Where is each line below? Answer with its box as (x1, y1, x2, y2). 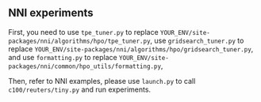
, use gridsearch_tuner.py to (150, 36, 244, 45)
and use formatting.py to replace (8, 52, 117, 62)
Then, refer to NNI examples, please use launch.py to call (8, 76, 196, 85)
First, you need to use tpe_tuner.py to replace (8, 27, 159, 36)
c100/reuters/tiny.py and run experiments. (8, 85, 152, 94)
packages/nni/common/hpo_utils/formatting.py (8, 62, 161, 70)
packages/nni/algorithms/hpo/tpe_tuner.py (8, 37, 151, 45)
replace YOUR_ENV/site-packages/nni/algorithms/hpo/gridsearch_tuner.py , (8, 43, 254, 54)
